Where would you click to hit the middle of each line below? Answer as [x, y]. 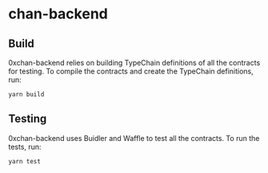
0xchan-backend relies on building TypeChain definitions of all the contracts [134, 62]
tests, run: [25, 147]
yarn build [26, 95]
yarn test [25, 161]
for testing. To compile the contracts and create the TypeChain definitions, [131, 71]
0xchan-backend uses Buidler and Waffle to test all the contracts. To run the [134, 138]
